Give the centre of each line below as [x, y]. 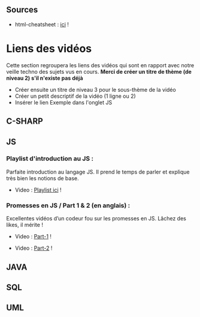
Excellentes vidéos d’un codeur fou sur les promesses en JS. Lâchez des [96, 219]
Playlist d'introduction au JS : [50, 158]
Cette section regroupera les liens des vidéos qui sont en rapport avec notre [100, 65]
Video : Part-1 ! [33, 237]
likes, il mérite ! [25, 225]
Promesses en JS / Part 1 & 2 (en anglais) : [68, 205]
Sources [22, 10]
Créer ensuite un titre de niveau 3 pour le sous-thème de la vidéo [96, 89]
